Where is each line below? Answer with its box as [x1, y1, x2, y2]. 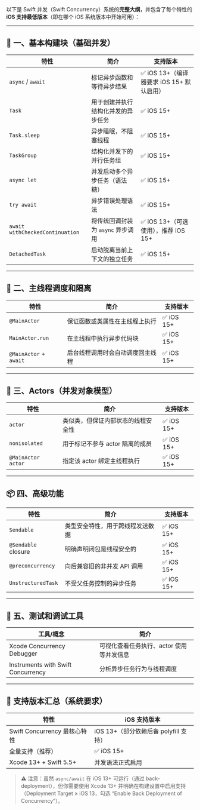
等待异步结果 [91, 82, 127, 90]
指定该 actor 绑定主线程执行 [62, 457, 140, 465]
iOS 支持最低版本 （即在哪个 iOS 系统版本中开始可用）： [6, 13, 140, 20]
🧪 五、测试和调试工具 [6, 610, 84, 621]
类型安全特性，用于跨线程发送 [64, 522, 149, 530]
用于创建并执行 [91, 98, 133, 106]
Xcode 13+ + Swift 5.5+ [9, 758, 77, 766]
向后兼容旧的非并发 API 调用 [64, 562, 143, 570]
